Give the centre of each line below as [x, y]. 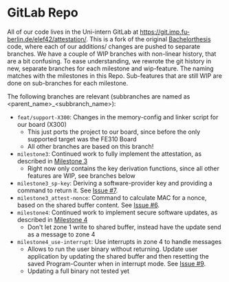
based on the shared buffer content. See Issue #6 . [88, 205]
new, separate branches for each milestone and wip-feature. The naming [111, 68]
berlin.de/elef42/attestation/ [47, 39]
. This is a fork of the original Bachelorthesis [148, 39]
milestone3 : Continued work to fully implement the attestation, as [109, 154]
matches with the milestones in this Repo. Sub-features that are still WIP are [115, 75]
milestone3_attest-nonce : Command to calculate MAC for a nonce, [112, 197]
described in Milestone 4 [52, 219]
